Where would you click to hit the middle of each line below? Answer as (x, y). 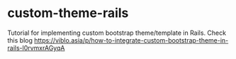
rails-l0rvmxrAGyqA (36, 48)
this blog (20, 40)
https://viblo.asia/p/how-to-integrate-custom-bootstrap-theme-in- (131, 40)
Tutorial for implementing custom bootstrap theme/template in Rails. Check (117, 33)
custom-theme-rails (68, 13)
